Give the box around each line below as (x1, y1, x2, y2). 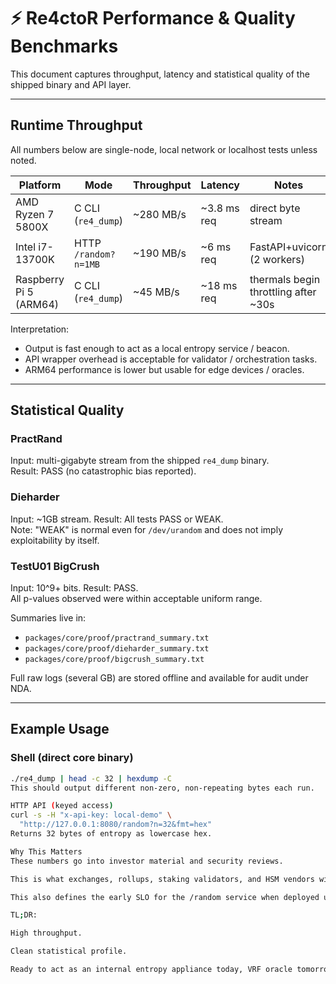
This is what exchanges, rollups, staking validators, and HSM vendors (10, 874, 315, 884)
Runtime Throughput (10, 117, 143, 134)
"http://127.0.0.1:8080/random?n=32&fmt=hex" (19, 820, 213, 830)
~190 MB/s (133, 246, 187, 260)
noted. (10, 154, 37, 166)
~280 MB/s (133, 207, 187, 221)
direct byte (249, 201, 301, 215)
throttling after (249, 285, 317, 299)
